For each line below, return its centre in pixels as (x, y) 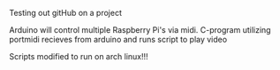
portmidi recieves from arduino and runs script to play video (118, 39)
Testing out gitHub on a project (65, 13)
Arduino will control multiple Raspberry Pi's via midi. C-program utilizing (140, 30)
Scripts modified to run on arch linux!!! (79, 56)
